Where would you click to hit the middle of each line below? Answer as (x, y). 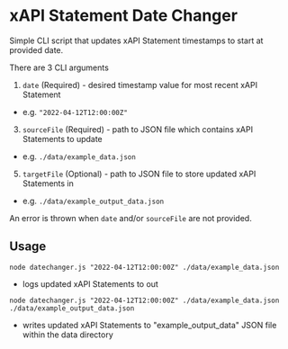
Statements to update (63, 139)
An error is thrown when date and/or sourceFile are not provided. (130, 218)
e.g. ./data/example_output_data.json (93, 201)
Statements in (48, 183)
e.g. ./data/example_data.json (79, 156)
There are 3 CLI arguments (59, 67)
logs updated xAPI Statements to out (90, 283)
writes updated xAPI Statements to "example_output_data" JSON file (149, 325)
